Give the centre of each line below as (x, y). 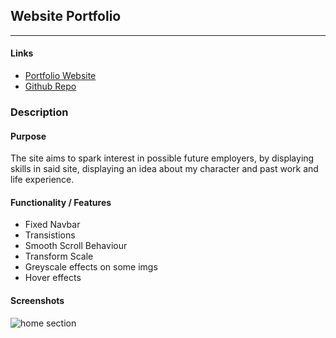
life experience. (42, 180)
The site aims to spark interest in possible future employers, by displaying (162, 158)
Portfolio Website (60, 76)
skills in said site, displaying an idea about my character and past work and (164, 169)
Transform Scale (59, 256)
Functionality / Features (61, 202)
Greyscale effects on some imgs (91, 267)
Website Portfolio (66, 16)
